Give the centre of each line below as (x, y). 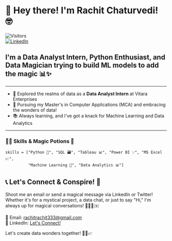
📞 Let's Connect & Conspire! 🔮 (53, 182)
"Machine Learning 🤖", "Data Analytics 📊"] (76, 165)
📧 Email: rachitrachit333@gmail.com (44, 217)
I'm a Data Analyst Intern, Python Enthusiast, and (85, 58)
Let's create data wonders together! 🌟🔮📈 (49, 233)
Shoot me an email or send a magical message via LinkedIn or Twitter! (79, 194)
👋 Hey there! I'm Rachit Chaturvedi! (82, 10)
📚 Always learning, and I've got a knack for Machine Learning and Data (89, 116)
